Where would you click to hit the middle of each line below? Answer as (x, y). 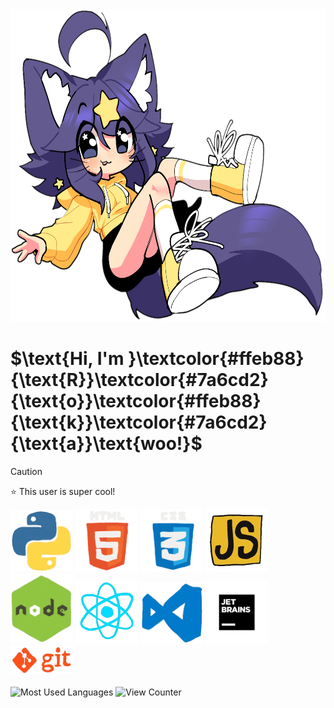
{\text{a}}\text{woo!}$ (106, 444)
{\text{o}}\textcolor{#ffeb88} (136, 401)
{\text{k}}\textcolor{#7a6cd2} (139, 422)
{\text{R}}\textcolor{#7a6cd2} (139, 380)
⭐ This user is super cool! (63, 491)
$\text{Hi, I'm (67, 359)
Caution (26, 471)
